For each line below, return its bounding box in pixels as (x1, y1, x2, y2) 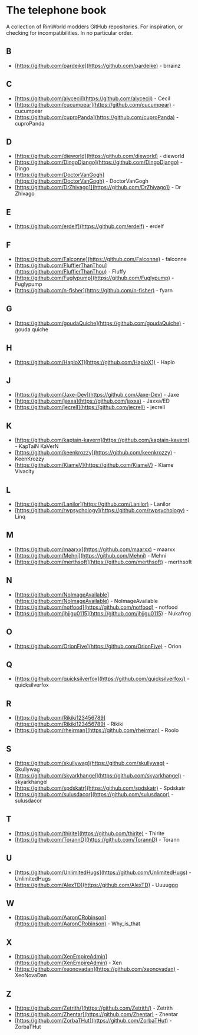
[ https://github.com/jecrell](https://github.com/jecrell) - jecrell (14, 404, 166, 411)
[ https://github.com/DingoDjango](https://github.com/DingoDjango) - (14, 159, 183, 166)
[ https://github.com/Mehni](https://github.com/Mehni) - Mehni (14, 552, 167, 559)
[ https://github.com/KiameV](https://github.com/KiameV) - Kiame (14, 462, 174, 469)
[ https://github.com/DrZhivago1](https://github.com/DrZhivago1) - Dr (14, 184, 181, 191)
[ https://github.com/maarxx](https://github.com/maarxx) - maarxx (14, 546, 176, 553)
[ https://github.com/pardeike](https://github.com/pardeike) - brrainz (14, 62, 181, 69)
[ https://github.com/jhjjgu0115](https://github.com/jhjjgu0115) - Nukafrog (14, 609, 192, 617)
